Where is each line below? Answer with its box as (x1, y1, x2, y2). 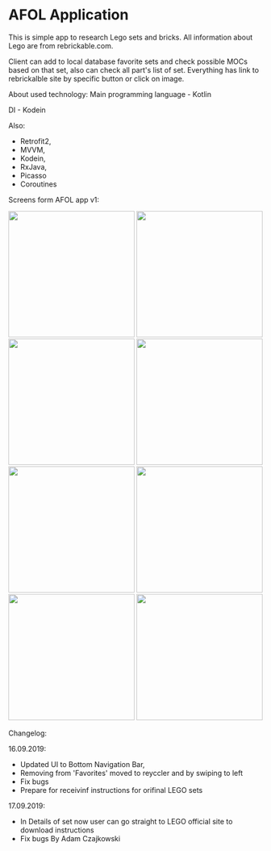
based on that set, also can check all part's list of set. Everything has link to (8, 65, 260, 74)
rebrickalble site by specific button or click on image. (8, 73, 185, 83)
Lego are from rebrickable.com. (8, 40, 114, 50)
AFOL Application (8, 6, 129, 24)
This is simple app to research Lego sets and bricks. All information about (8, 32, 253, 42)
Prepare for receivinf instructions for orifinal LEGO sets (19, 785, 203, 794)
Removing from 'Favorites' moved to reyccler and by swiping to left (19, 768, 244, 778)
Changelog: (8, 728, 47, 738)
